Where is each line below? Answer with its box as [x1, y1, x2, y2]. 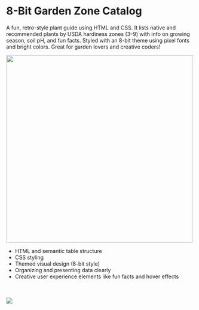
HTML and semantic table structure [14, 247, 103, 254]
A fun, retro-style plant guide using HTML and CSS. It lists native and [6, 24, 176, 31]
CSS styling [14, 254, 44, 261]
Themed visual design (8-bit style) [14, 260, 100, 267]
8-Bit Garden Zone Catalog [6, 4, 142, 18]
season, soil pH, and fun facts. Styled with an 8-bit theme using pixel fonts [6, 37, 190, 44]
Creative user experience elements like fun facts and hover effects [14, 273, 179, 280]
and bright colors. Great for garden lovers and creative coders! [6, 43, 161, 50]
